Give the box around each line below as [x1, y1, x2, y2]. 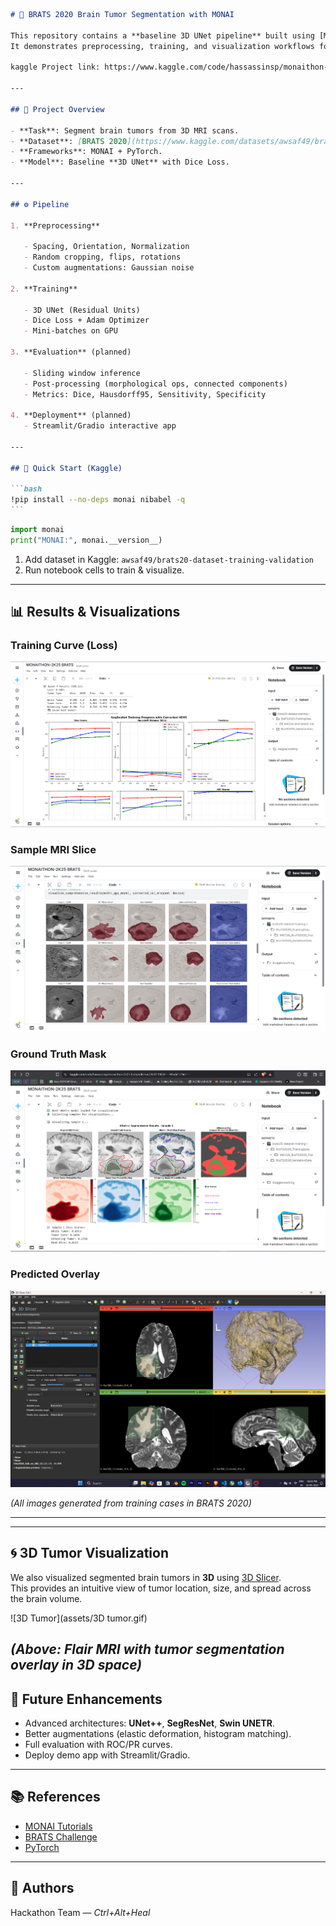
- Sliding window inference [23, 368, 141, 378]
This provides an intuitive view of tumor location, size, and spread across [10, 1582, 312, 1594]
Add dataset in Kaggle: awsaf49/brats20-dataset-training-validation [24, 553, 314, 565]
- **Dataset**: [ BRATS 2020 [10, 136, 128, 146]
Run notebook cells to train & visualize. [24, 564, 185, 576]
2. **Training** [10, 284, 78, 294]
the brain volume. [10, 1592, 83, 1604]
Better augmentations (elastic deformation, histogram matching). [24, 1727, 292, 1739]
